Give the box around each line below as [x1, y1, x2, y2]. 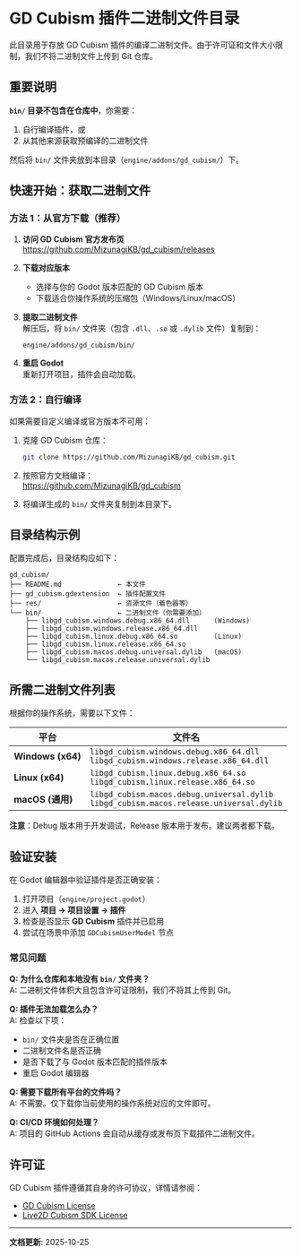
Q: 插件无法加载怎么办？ [9, 1004, 99, 1015]
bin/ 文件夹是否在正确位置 [21, 1034, 120, 1045]
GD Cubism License [21, 1200, 96, 1211]
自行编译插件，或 [21, 124, 86, 134]
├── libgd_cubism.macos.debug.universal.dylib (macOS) [25, 648, 243, 657]
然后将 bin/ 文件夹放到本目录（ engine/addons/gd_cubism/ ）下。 [9, 154, 245, 165]
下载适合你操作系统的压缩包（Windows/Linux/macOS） [35, 293, 241, 304]
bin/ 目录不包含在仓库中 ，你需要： [9, 105, 137, 116]
